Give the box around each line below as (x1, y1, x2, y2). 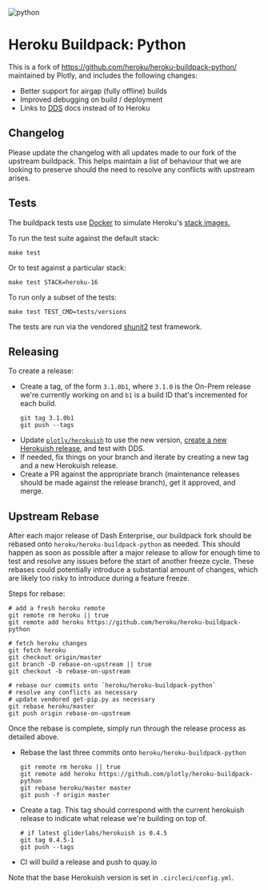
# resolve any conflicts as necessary (8, 689, 138, 697)
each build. (19, 399, 58, 409)
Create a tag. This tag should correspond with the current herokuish (19, 805, 245, 815)
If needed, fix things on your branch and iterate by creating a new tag (19, 453, 250, 462)
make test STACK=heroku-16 (8, 278, 98, 286)
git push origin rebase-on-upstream (8, 710, 130, 718)
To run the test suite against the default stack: (8, 233, 160, 243)
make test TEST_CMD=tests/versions (8, 308, 127, 316)
